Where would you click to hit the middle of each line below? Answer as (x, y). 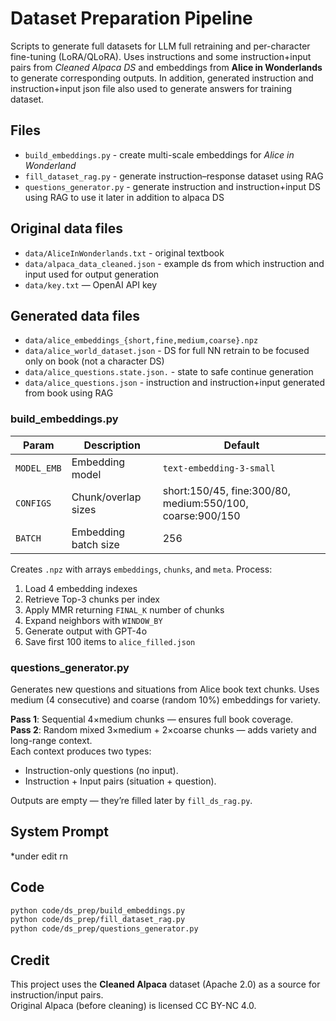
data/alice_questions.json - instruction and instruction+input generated (175, 383)
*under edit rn (39, 856)
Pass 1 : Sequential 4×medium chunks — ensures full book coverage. (152, 719)
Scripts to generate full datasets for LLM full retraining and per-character (160, 46)
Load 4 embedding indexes (81, 588)
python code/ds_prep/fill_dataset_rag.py (98, 920)
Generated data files (75, 315)
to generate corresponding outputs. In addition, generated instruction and (162, 78)
